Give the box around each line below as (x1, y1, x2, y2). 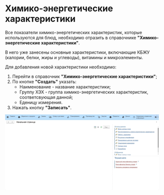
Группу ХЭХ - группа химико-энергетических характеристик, (19, 89, 148, 95)
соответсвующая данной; (19, 94, 73, 100)
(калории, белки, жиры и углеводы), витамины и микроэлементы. (5, 54, 143, 60)
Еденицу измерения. (19, 99, 63, 105)
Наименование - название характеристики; (19, 84, 111, 89)
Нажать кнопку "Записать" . (12, 105, 72, 110)
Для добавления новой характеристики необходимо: (5, 64, 117, 70)
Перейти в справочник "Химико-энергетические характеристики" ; (12, 73, 157, 79)
